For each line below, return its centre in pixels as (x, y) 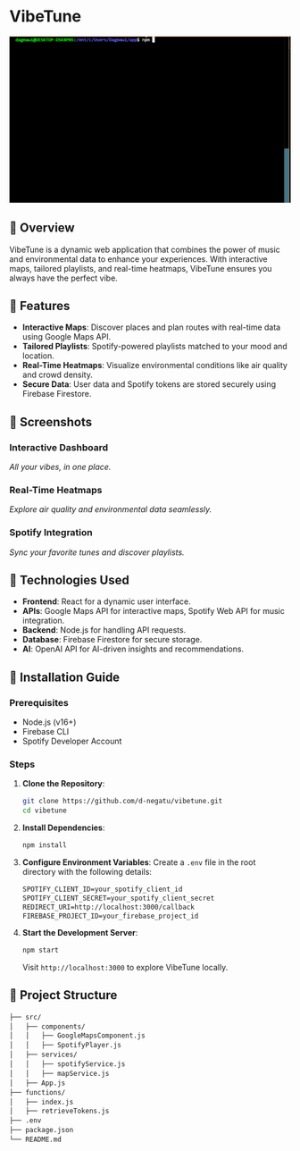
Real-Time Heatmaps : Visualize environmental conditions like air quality (155, 365)
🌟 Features (40, 306)
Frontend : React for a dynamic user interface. (106, 601)
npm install (44, 845)
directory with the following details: (87, 872)
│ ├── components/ (48, 1026)
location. (38, 356)
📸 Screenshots (51, 422)
